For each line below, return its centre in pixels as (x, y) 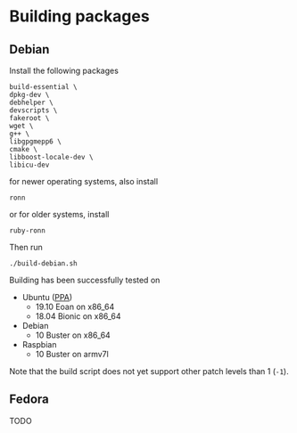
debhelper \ (31, 102)
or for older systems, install (59, 214)
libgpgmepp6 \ (36, 142)
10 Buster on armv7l (72, 354)
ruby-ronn (28, 231)
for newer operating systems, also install (84, 181)
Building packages (79, 16)
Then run (26, 247)
